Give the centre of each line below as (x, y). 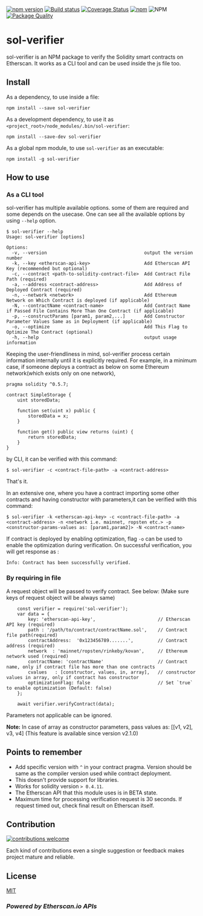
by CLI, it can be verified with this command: (62, 459)
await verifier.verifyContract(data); (66, 704)
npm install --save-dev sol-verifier (54, 137)
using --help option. (31, 221)
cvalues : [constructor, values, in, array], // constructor (112, 672)
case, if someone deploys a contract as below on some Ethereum (88, 367)
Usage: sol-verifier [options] (46, 237)
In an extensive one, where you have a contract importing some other (93, 493)
